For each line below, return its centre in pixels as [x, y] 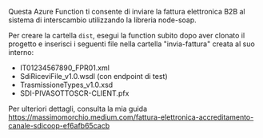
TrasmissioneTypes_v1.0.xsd [66, 85]
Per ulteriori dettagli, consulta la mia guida [78, 108]
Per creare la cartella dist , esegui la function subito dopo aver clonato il [127, 35]
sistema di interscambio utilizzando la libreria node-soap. [103, 20]
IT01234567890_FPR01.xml [65, 68]
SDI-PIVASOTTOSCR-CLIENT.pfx [74, 93]
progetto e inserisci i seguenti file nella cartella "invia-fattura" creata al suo [132, 44]
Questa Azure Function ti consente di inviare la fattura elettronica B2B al [127, 12]
